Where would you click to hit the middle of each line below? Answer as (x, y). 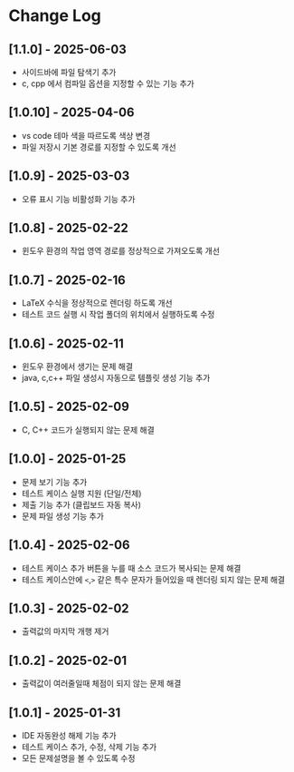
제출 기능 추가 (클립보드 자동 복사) (81, 504)
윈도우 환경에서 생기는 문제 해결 (77, 366)
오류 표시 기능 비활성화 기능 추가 (78, 199)
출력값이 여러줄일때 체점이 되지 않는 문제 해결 (101, 684)
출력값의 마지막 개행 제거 (65, 631)
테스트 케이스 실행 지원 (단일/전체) (81, 493)
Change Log (55, 16)
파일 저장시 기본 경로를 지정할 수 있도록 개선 (99, 147)
